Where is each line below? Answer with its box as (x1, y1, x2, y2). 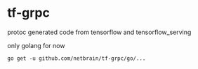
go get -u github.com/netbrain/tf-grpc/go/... (7, 54, 146, 62)
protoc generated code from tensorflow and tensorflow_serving (7, 28, 192, 36)
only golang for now (7, 41, 65, 49)
